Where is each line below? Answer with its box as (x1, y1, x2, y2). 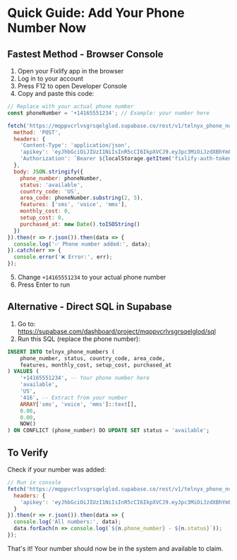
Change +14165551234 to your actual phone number (17, 273, 166, 281)
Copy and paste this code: (17, 90, 95, 97)
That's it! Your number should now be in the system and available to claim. (7, 544, 224, 552)
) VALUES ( (7, 368, 39, 375)
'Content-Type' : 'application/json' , (20, 142, 131, 149)
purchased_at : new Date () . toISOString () (20, 220, 140, 227)
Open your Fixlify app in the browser (17, 67, 124, 75)
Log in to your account (17, 74, 83, 83)
